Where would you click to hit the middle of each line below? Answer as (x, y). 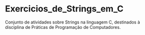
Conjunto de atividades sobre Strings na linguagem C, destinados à (72, 22)
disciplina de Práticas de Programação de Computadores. (63, 27)
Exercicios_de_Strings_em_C (64, 9)
